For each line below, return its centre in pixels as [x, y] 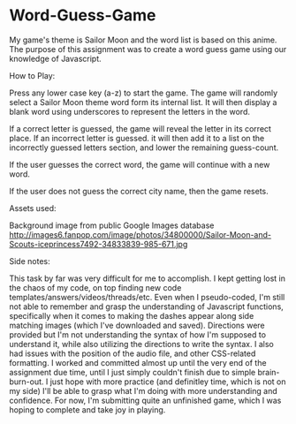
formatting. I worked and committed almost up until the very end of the [138, 362]
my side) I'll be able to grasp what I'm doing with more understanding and [143, 390]
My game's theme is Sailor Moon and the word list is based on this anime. [143, 40]
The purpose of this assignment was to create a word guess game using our [148, 49]
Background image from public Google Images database [112, 225]
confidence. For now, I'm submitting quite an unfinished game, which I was [145, 400]
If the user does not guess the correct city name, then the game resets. [139, 191]
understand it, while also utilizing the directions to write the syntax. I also [141, 344]
